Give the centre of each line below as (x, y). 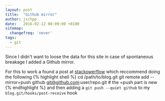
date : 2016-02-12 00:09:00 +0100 (42, 24)
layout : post (19, 10)
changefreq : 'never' (31, 33)
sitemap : (14, 28)
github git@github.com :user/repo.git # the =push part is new (95, 82)
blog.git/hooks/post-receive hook (41, 92)
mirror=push (18, 82)
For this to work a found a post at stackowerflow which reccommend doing (83, 71)
